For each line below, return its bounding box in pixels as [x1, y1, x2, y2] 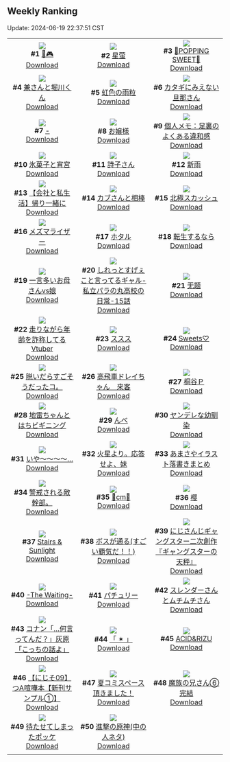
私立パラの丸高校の [82, 286, 145, 295]
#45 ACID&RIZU [160, 634, 212, 643]
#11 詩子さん [92, 159, 136, 169]
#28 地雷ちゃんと [13, 410, 71, 419]
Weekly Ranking [7, 5, 78, 17]
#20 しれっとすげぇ [81, 265, 145, 275]
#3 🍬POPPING [163, 46, 210, 56]
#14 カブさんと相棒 [81, 193, 146, 203]
